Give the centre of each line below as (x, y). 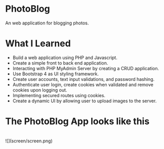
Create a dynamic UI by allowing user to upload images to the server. (85, 101)
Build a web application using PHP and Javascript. (65, 57)
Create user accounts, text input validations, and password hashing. (84, 79)
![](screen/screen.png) (29, 141)
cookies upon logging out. (40, 90)
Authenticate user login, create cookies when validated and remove (83, 84)
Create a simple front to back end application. (60, 63)
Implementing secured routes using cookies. (59, 95)
